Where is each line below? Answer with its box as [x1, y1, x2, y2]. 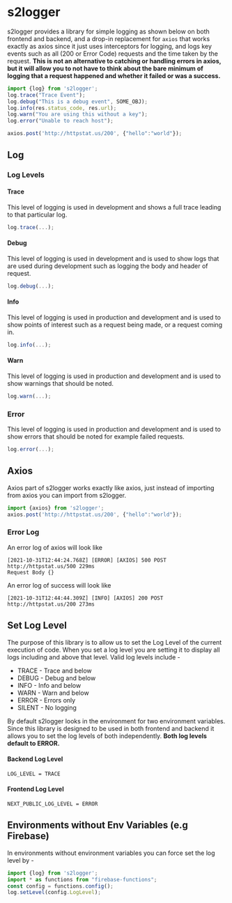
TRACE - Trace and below [17, 666, 92, 675]
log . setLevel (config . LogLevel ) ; [7, 889, 101, 896]
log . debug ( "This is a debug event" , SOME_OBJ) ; [7, 98, 148, 105]
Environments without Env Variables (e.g [7, 819, 188, 831]
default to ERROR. [7, 739, 61, 747]
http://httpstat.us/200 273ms [7, 600, 95, 608]
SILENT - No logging [17, 703, 77, 712]
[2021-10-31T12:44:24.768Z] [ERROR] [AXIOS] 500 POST [7, 556, 167, 564]
